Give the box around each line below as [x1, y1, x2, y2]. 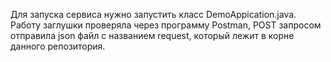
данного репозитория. [10, 40, 106, 52]
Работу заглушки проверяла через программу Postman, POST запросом [10, 19, 322, 31]
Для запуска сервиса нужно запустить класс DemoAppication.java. [10, 9, 297, 20]
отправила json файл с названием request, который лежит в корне [10, 30, 295, 41]
